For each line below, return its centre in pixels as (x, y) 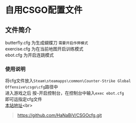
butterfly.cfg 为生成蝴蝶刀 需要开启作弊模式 (46, 43)
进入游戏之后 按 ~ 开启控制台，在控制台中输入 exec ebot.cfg (65, 93)
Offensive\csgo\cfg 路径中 (32, 87)
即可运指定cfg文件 (24, 99)
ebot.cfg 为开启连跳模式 (30, 55)
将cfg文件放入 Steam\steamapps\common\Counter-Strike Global (68, 81)
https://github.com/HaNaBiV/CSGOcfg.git (60, 115)
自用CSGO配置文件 (44, 10)
